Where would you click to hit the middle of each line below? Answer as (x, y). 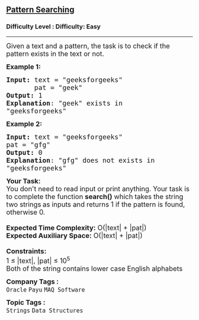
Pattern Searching (40, 10)
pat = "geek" (58, 87)
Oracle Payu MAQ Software (46, 290)
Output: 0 (24, 152)
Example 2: (24, 124)
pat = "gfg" (28, 145)
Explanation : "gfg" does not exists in (81, 160)
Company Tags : (33, 281)
